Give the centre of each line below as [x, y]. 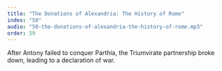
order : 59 [22, 33]
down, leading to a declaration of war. [61, 61]
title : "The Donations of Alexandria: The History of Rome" [96, 14]
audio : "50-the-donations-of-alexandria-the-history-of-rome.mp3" [105, 26]
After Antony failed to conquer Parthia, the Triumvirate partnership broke [111, 53]
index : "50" [24, 20]
